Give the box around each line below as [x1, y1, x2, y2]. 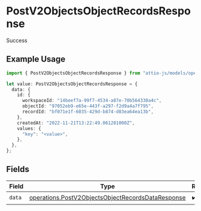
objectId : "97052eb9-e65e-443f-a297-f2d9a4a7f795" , [22, 103, 154, 109]
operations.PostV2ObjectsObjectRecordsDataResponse [29, 194, 186, 202]
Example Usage [6, 54, 66, 64]
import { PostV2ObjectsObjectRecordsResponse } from [6, 70, 141, 76]
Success [6, 37, 28, 44]
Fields [6, 164, 30, 174]
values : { [17, 125, 42, 131]
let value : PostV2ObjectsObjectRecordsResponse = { [6, 81, 138, 87]
